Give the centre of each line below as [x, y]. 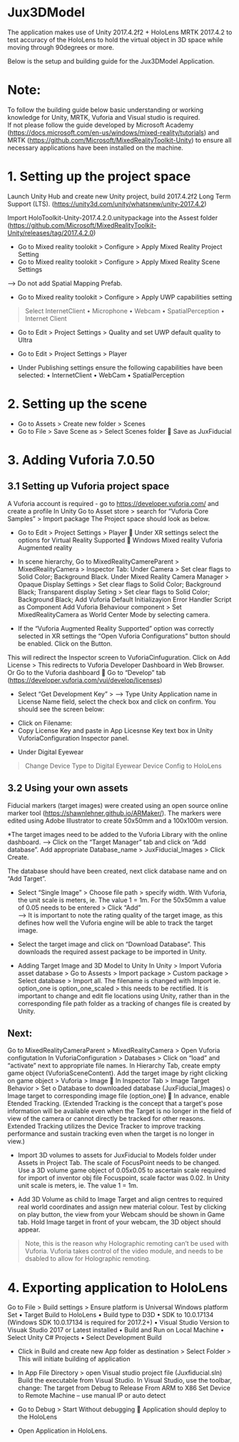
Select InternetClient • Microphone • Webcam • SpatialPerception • [124, 310]
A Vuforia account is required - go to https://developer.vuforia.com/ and [113, 503]
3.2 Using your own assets [68, 788]
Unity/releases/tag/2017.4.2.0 [51, 233]
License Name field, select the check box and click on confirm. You [117, 701]
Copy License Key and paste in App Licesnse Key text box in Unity [115, 730]
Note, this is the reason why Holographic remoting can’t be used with [127, 1244]
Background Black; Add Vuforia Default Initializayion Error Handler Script [124, 599]
